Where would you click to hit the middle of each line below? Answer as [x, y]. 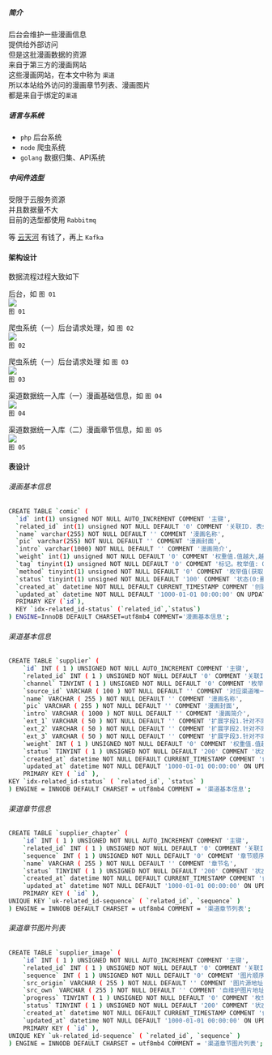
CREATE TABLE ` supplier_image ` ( [65, 953]
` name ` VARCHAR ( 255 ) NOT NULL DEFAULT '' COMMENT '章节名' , [130, 864]
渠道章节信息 [30, 808]
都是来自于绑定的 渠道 [43, 95]
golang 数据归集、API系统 [63, 157]
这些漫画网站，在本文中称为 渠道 [62, 75]
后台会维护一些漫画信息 [47, 34]
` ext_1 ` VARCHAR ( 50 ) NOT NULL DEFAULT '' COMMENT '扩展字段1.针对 [139, 722]
